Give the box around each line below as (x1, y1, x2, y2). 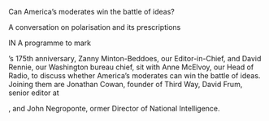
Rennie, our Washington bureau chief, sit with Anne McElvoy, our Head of (8, 62, 254, 72)
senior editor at (8, 88, 59, 98)
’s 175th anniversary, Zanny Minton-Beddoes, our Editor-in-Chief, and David (8, 54, 262, 63)
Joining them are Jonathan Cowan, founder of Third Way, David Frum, (8, 80, 243, 89)
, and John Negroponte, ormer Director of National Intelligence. (8, 104, 221, 113)
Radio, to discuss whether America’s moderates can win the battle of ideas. (8, 71, 261, 80)
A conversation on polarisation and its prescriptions (8, 23, 181, 31)
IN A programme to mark (8, 38, 92, 48)
